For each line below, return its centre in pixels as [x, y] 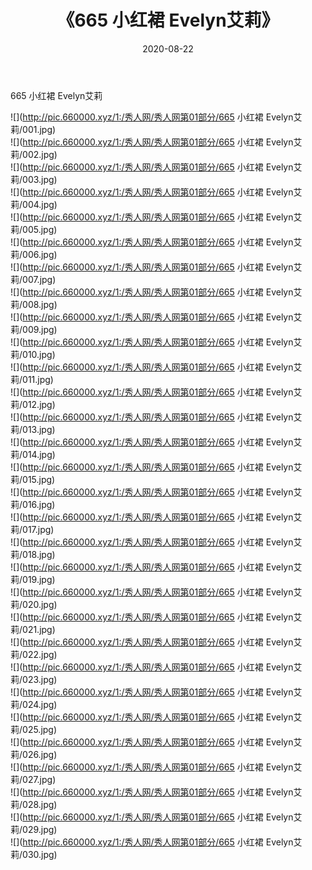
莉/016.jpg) [33, 504]
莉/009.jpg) [34, 329]
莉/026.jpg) [34, 754]
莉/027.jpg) [33, 779]
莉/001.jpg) [33, 129]
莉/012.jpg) [33, 404]
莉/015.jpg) [33, 479]
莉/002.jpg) [34, 154]
